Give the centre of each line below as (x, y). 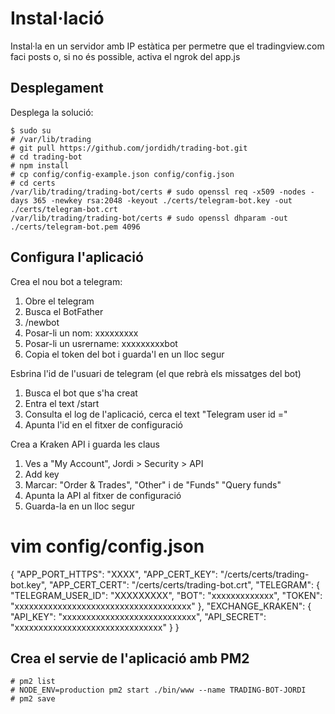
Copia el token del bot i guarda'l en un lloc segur (124, 354)
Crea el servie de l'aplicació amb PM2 (130, 658)
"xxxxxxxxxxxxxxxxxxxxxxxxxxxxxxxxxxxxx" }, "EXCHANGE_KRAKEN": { (161, 606)
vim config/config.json (107, 546)
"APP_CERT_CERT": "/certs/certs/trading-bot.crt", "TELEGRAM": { (184, 584)
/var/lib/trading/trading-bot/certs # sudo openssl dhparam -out (149, 218)
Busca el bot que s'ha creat (81, 393)
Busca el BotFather (64, 311)
